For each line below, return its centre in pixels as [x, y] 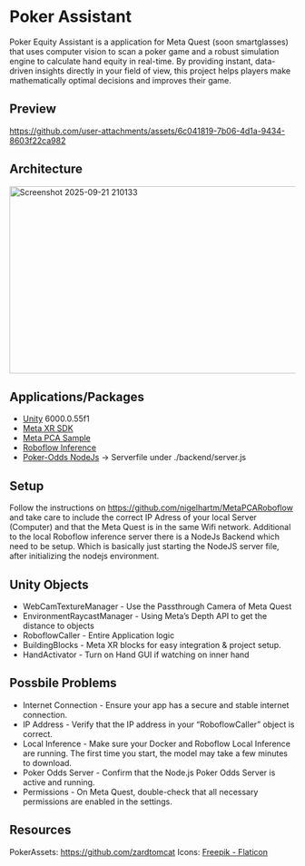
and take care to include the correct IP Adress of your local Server [133, 517]
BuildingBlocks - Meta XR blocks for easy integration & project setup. [152, 645]
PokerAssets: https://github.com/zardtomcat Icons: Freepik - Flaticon [139, 851]
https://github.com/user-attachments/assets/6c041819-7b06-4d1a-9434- [148, 131]
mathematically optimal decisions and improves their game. [120, 80]
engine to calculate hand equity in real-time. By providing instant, [132, 61]
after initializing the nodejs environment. [84, 556]
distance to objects [59, 625]
